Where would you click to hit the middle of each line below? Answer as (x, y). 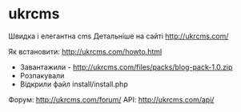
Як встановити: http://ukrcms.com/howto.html (85, 51)
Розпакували (42, 75)
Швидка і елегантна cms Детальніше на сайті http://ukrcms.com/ (118, 36)
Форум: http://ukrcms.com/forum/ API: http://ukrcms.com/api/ (111, 99)
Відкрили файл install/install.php (74, 84)
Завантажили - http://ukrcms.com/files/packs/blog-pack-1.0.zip (126, 67)
